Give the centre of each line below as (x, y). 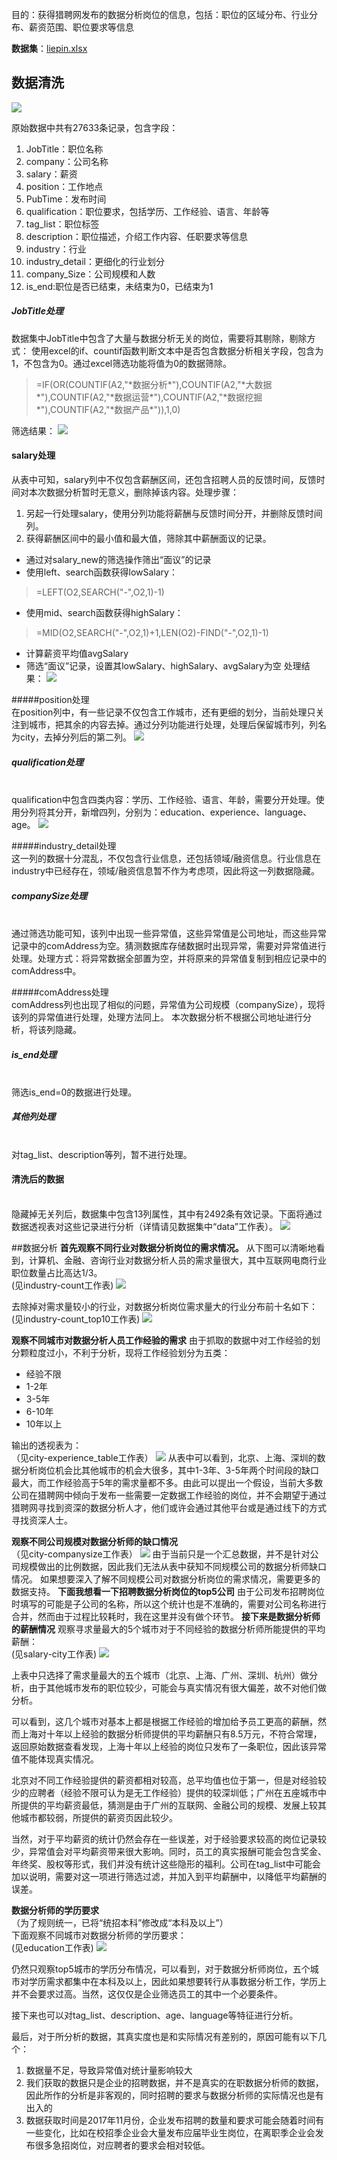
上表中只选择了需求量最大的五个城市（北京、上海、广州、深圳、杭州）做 (160, 1675)
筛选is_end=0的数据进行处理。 (74, 1092)
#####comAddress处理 (60, 992)
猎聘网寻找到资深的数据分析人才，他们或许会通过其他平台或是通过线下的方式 (169, 1508)
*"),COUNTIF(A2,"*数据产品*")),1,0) (108, 409)
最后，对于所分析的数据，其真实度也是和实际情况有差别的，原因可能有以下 (164, 2037)
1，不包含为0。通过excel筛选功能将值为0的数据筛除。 (122, 363)
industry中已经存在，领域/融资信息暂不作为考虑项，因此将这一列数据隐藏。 (165, 870)
